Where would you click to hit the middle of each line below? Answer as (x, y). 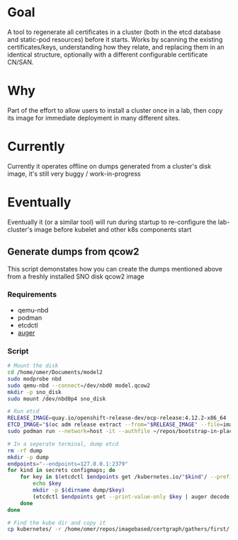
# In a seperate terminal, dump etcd (63, 444)
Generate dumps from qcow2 (73, 252)
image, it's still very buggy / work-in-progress (74, 174)
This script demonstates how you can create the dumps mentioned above (115, 269)
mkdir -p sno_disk (34, 392)
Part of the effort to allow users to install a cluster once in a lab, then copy (115, 110)
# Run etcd (23, 412)
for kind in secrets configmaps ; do (61, 471)
